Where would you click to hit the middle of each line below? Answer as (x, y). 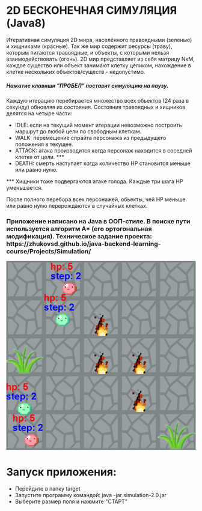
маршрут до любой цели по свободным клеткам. (78, 131)
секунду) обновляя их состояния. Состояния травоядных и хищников (96, 107)
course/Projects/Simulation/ (49, 251)
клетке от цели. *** (40, 157)
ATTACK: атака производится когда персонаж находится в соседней (103, 150)
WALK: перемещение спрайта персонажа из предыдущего (90, 138)
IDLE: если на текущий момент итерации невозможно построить (98, 125)
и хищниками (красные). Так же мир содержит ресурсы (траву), (89, 46)
